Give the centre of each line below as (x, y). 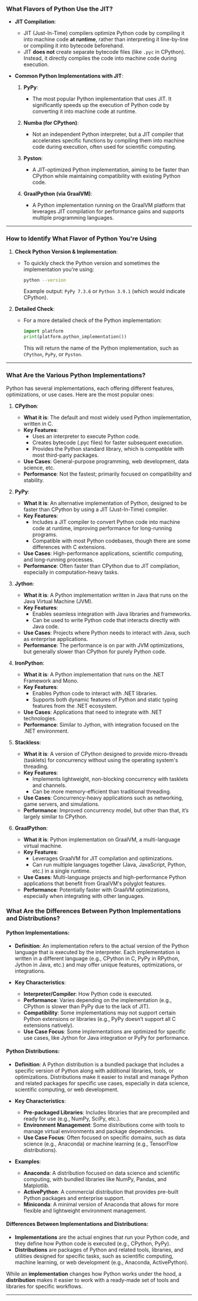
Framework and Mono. (51, 681)
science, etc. (39, 467)
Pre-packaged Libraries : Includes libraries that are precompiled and (106, 1112)
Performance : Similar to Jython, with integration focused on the (101, 724)
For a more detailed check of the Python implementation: (93, 320)
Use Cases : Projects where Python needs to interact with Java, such (107, 632)
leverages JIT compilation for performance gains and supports (108, 212)
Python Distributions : (33, 1051)
